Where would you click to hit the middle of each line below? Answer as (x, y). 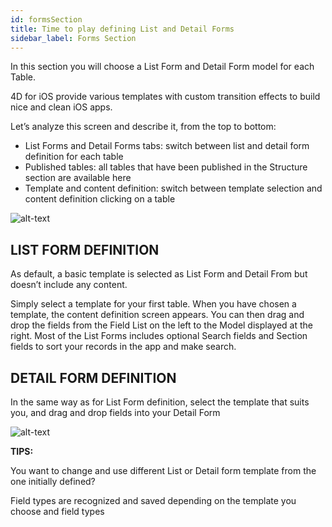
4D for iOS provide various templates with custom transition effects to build (165, 97)
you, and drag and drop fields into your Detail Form (115, 412)
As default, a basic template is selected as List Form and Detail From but (159, 274)
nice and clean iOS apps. (61, 107)
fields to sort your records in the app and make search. (123, 347)
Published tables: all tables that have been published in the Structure (166, 167)
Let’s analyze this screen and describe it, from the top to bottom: (143, 127)
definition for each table (74, 157)
